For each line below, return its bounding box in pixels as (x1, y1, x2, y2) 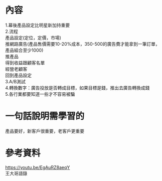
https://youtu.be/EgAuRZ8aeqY (5, 164, 70, 170)
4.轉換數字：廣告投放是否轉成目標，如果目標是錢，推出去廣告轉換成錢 (5, 85, 150, 91)
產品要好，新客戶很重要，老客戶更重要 (5, 128, 84, 134)
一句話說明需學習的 (5, 111, 85, 122)
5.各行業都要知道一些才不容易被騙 (5, 91, 75, 97)
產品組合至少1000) (5, 47, 44, 53)
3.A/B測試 (5, 78, 26, 84)
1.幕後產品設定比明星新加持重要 (5, 22, 70, 28)
